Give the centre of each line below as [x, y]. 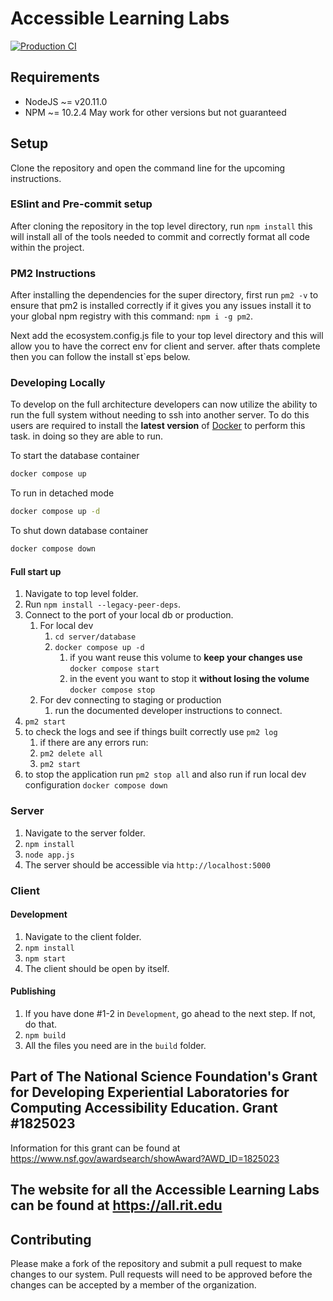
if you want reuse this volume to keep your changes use [186, 658]
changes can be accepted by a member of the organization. [133, 1284]
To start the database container [75, 456]
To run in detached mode [62, 493]
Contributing [51, 1239]
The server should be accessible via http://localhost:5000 [147, 864]
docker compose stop [112, 690]
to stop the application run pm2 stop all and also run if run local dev [165, 774]
